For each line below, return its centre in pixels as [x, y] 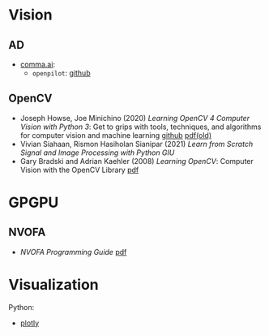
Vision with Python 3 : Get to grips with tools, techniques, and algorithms [141, 127]
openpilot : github [61, 73]
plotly [30, 323]
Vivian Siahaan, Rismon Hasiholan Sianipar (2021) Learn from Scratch [137, 144]
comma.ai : [37, 64]
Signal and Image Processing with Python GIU [97, 153]
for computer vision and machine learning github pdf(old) [116, 135]
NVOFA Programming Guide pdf [73, 252]
